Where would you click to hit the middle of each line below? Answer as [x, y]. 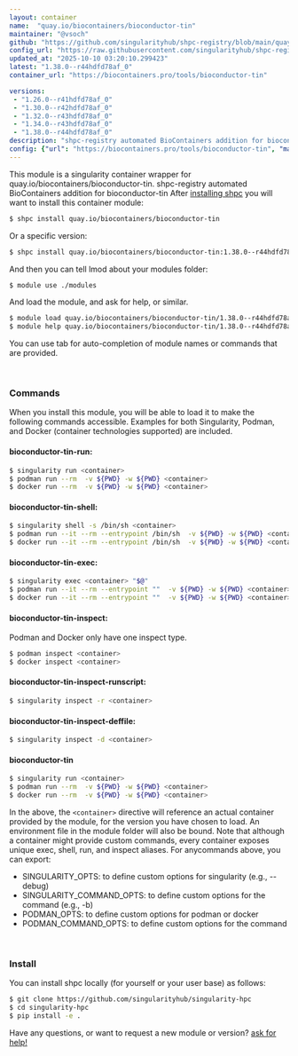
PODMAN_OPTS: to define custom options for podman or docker [140, 914]
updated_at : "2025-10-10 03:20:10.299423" [89, 59]
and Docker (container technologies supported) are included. [121, 431]
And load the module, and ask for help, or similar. [99, 302]
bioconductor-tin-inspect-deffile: [72, 721]
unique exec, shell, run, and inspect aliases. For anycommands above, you [145, 849]
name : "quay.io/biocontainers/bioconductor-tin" [103, 26]
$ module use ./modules [53, 285]
